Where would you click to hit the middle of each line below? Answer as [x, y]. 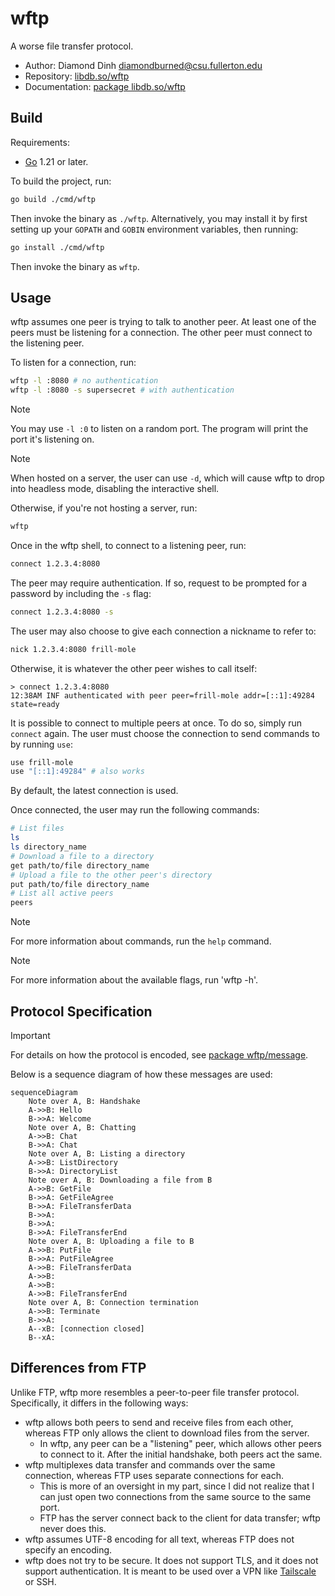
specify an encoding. [68, 1549]
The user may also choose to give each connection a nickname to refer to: [163, 631]
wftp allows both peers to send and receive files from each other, [159, 1422]
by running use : [41, 744]
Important [30, 1035]
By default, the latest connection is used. [94, 791]
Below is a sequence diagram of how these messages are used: [141, 1074]
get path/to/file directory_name [80, 865]
